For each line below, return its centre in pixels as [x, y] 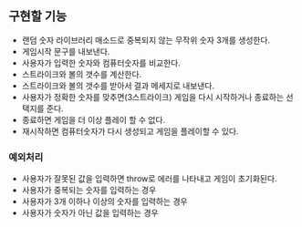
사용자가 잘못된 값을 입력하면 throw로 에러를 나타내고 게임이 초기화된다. [149, 179]
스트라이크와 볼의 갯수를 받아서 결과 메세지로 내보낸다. [118, 86]
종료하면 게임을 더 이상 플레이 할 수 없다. [94, 119]
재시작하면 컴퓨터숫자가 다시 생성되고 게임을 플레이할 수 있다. [130, 131]
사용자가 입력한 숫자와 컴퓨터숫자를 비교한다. [101, 63]
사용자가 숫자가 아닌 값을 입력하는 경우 [90, 213]
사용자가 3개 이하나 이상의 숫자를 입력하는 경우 [104, 201]
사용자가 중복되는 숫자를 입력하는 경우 [89, 191]
